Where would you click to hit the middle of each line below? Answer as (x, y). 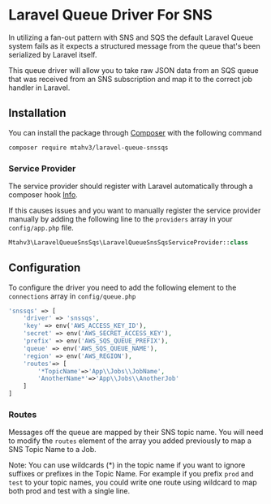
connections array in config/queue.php (72, 296)
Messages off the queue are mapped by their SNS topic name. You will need (136, 433)
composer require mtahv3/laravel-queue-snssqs (88, 148)
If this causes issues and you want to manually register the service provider (135, 210)
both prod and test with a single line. (69, 491)
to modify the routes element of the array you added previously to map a (130, 441)
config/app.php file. (41, 227)
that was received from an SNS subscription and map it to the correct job (131, 79)
